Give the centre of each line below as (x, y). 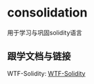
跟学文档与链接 (39, 56)
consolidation (47, 13)
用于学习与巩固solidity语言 (45, 32)
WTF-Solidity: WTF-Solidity (46, 73)
